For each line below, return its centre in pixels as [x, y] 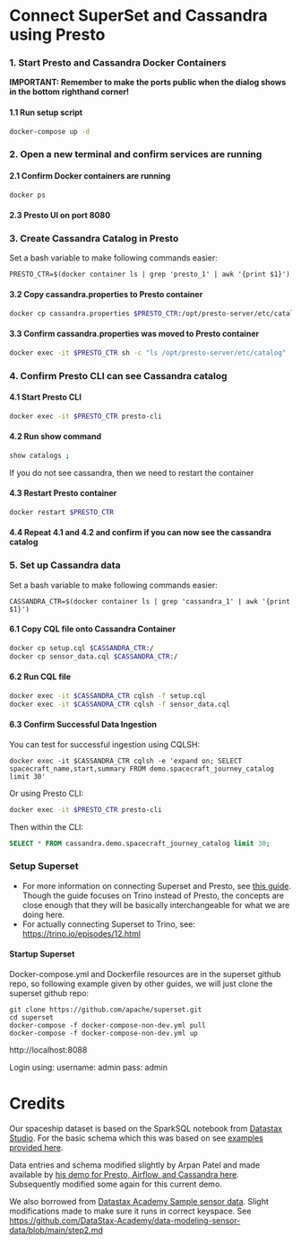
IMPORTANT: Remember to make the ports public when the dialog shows [148, 83]
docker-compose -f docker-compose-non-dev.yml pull [107, 1026]
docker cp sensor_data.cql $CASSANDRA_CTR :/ [94, 657]
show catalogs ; [39, 455]
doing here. [43, 914]
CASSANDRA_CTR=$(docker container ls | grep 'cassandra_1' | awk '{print [150, 601]
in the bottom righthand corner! [69, 92]
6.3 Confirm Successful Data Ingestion [83, 725]
